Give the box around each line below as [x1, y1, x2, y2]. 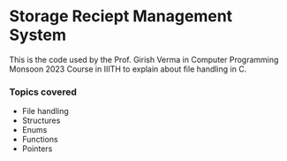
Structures [21, 115, 61, 126]
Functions [21, 134, 59, 145]
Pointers [21, 143, 53, 154]
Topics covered [9, 86, 78, 98]
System [9, 25, 67, 45]
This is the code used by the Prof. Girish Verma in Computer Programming [9, 54, 279, 65]
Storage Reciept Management [9, 6, 233, 27]
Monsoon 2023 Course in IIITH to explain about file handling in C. [9, 64, 247, 74]
